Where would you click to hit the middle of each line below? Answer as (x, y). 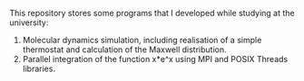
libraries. (39, 68)
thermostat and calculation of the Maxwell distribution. (124, 49)
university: (29, 22)
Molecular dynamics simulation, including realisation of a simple (142, 40)
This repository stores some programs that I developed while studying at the (152, 13)
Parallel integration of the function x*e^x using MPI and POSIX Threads (155, 59)
